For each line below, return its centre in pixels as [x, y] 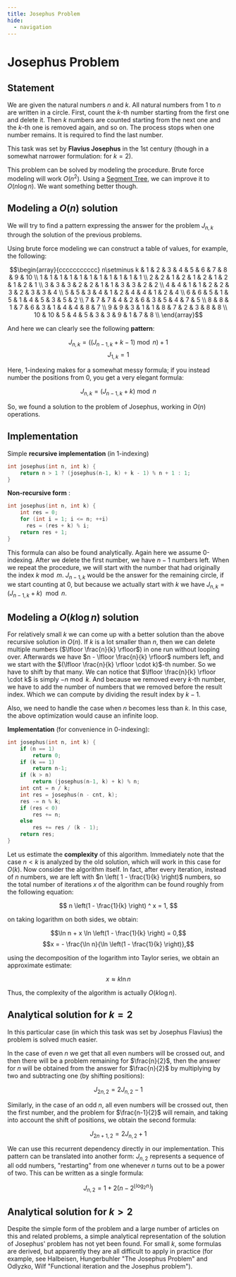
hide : [15, 21]
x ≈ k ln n [118, 979]
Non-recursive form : [39, 493]
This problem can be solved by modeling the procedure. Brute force [106, 170]
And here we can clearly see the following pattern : [81, 328]
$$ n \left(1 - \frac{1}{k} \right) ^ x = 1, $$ [118, 905]
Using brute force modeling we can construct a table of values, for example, [118, 248]
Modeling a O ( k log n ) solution [73, 617]
